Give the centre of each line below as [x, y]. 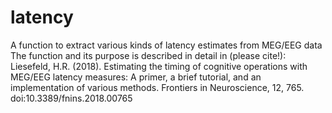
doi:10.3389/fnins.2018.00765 [71, 98]
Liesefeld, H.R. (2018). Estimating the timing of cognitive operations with [159, 66]
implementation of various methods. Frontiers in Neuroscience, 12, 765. [157, 87]
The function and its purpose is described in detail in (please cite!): [148, 55]
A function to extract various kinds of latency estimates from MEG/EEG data [166, 45]
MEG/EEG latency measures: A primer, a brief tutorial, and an [136, 77]
